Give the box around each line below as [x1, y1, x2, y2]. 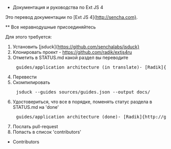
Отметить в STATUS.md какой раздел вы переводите [12, 54, 129, 61]
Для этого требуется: [5, 34, 52, 40]
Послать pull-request [12, 124, 59, 129]
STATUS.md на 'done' [12, 104, 59, 110]
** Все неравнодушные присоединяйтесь [5, 24, 96, 30]
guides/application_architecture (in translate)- [16, 65, 142, 70]
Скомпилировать [12, 79, 50, 85]
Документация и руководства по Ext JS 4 [12, 5, 103, 10]
